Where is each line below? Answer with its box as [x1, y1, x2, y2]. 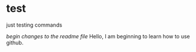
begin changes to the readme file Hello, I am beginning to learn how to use [6, 32, 190, 40]
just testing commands [6, 21, 63, 28]
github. [6, 39, 24, 46]
